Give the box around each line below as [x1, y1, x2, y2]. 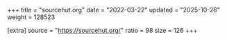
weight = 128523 [7, 13, 56, 21]
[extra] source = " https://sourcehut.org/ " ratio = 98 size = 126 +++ [7, 27, 198, 34]
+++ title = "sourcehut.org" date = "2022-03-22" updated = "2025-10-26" [7, 6, 220, 14]
